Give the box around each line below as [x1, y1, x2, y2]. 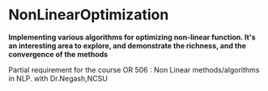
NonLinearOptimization [8, 6, 169, 24]
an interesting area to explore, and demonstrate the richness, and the [8, 40, 247, 50]
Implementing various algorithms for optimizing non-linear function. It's [8, 32, 257, 42]
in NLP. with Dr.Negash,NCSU [8, 73, 108, 83]
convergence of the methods [8, 49, 108, 59]
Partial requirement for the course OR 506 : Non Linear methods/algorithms [8, 64, 260, 74]
